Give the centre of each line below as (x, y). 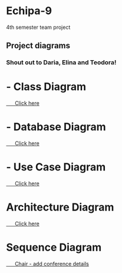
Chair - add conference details (52, 264)
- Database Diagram (56, 127)
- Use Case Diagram (56, 167)
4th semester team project (38, 27)
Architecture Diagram (60, 207)
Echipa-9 (29, 11)
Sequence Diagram (54, 247)
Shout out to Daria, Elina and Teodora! (61, 63)
